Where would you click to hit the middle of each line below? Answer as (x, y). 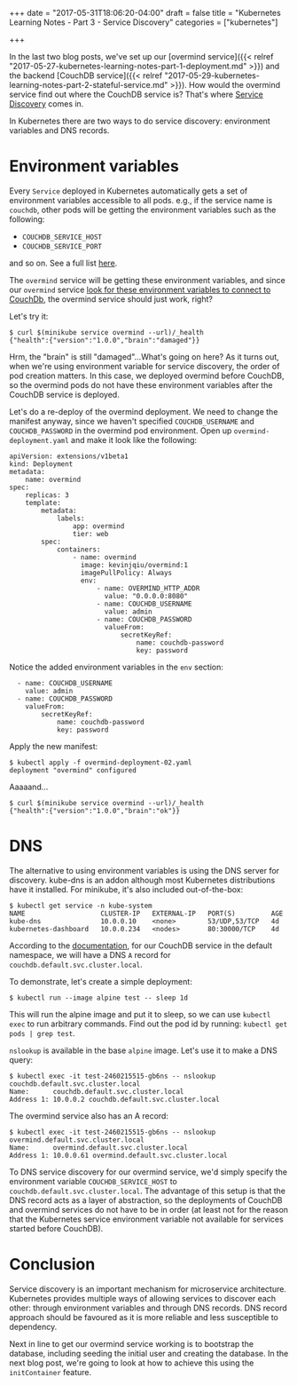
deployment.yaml (39, 440)
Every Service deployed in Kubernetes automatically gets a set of (129, 191)
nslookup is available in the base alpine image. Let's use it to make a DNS (143, 1050)
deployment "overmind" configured (73, 770)
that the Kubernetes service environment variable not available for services (146, 1219)
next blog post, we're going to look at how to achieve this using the (132, 1363)
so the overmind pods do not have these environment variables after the (141, 384)
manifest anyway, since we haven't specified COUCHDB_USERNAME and (132, 421)
